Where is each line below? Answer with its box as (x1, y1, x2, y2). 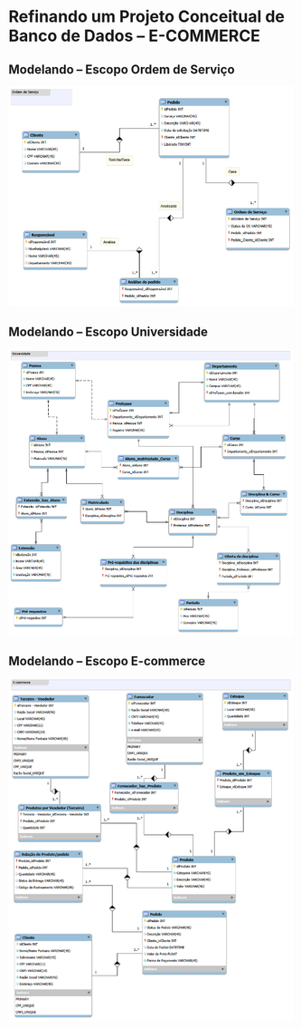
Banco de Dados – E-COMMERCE (8, 25, 261, 46)
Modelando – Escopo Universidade (8, 324, 209, 339)
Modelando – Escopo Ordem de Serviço (8, 62, 236, 77)
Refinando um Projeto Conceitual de (8, 6, 286, 27)
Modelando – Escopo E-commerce (8, 653, 206, 668)
